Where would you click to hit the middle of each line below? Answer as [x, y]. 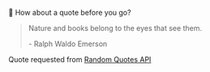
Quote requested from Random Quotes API [80, 59]
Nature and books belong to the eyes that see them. [115, 28]
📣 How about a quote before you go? [70, 13]
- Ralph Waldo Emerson [68, 44]
